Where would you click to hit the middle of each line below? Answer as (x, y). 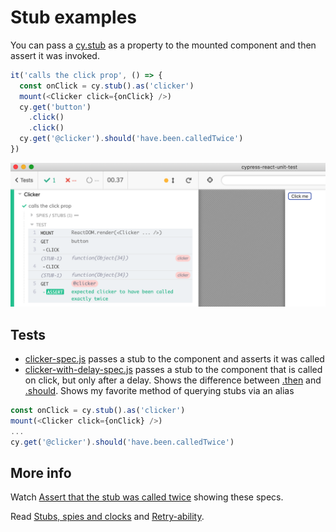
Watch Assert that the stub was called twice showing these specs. (147, 497)
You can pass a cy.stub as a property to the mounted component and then (163, 45)
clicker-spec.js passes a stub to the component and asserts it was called (174, 359)
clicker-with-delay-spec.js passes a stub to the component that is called (173, 370)
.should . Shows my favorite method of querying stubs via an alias (159, 391)
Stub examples (74, 17)
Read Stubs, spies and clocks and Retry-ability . (107, 517)
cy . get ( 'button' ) (55, 107)
